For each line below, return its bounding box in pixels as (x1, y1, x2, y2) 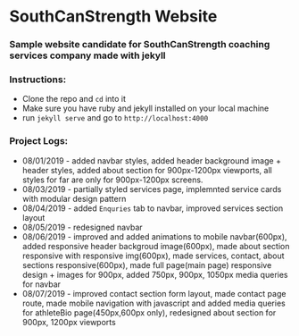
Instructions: (9, 73, 67, 86)
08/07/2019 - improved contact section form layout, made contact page (21, 288, 287, 298)
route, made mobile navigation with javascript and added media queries (21, 298, 286, 308)
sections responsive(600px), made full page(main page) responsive (21, 259, 272, 270)
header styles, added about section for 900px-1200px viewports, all (21, 164, 272, 175)
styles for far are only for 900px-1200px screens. (21, 174, 203, 185)
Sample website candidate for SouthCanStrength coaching (9, 38, 270, 51)
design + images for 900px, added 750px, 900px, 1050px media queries (21, 269, 288, 280)
